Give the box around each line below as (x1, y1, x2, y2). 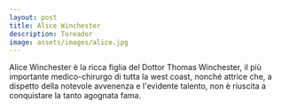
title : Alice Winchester (9, 21, 101, 30)
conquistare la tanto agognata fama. (9, 90, 142, 101)
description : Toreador (9, 29, 93, 38)
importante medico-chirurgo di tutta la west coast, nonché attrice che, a (9, 72, 272, 82)
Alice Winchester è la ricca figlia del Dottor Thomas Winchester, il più (9, 62, 261, 73)
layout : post (9, 12, 58, 22)
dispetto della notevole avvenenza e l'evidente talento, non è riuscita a (9, 81, 267, 91)
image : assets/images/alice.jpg (9, 37, 129, 47)
